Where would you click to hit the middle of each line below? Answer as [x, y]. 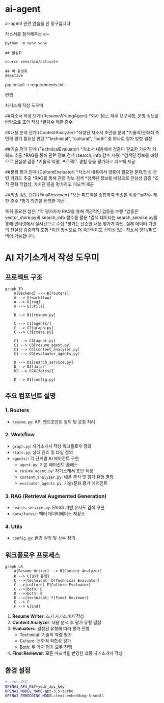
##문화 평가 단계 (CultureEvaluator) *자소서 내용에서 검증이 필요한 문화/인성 [79, 172]
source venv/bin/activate [31, 62]
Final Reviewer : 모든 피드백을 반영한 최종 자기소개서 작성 [67, 653]
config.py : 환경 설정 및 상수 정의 [43, 538]
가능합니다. [25, 236]
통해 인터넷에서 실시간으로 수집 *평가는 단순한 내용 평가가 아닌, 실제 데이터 [76, 223]
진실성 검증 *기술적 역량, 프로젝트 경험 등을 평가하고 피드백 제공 [75, 161]
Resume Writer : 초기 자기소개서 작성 [48, 616]
